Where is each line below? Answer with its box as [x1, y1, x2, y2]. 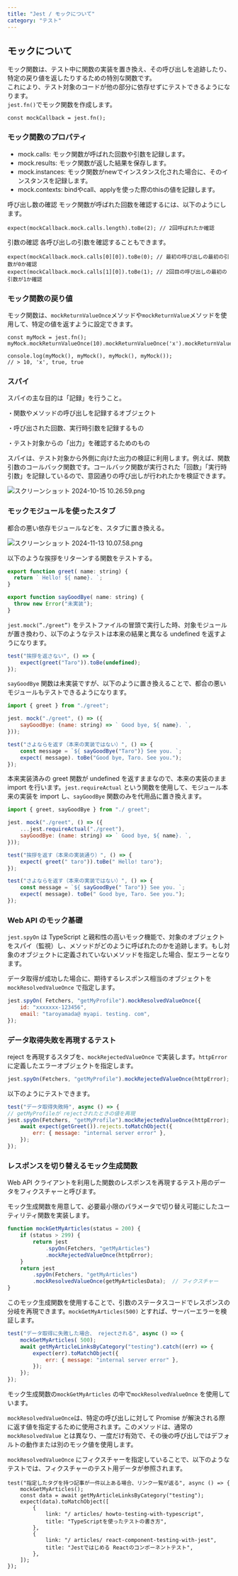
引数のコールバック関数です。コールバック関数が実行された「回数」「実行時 [7, 463, 227, 472]
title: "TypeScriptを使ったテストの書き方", [45, 1518, 167, 1526]
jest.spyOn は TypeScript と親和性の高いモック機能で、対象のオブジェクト [7, 932, 225, 942]
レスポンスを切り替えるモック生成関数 [7, 1160, 138, 1170]
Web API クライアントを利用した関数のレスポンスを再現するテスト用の [7, 1178, 214, 1187]
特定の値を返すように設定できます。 [31, 319, 137, 328]
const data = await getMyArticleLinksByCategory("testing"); [20, 1492, 204, 1500]
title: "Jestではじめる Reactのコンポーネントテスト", [45, 1544, 193, 1551]
